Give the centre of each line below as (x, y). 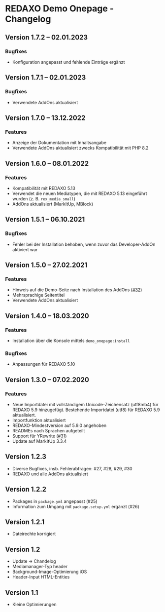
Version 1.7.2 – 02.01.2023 (46, 37)
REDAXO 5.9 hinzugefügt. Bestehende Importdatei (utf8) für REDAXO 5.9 (86, 410)
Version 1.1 (22, 593)
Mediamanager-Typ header (40, 567)
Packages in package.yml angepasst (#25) (55, 501)
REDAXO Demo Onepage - (60, 9)
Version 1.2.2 (26, 489)
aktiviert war (25, 249)
